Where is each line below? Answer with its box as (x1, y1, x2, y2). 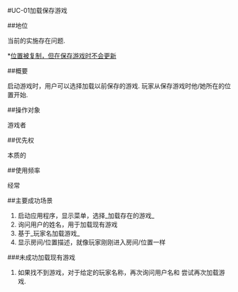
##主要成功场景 (7, 196, 53, 205)
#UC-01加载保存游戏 (7, 6, 67, 14)
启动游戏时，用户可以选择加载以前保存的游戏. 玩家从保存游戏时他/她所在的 (7, 82, 225, 90)
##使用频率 (7, 166, 40, 174)
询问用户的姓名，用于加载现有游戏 (17, 220, 118, 229)
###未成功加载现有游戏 (7, 253, 76, 261)
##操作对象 (7, 106, 40, 114)
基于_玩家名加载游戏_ (17, 229, 80, 237)
